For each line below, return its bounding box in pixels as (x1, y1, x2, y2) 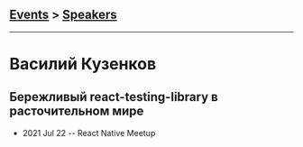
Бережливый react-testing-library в (9, 89, 218, 105)
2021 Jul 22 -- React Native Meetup (22, 127, 156, 138)
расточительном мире (9, 104, 144, 119)
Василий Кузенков (9, 54, 157, 74)
